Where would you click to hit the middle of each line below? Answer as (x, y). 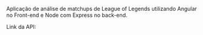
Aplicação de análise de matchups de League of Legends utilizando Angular (102, 9)
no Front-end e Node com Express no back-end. (67, 15)
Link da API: (21, 27)
